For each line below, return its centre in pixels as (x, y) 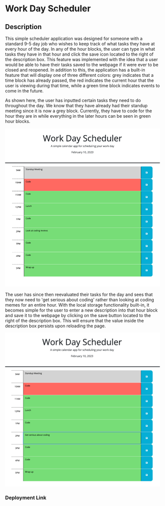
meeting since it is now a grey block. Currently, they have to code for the (79, 111)
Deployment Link (26, 498)
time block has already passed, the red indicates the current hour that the (80, 80)
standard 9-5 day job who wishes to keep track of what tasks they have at (80, 44)
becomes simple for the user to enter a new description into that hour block (82, 310)
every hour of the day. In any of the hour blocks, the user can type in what (80, 49)
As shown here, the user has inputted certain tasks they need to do (73, 100)
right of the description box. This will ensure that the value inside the (74, 321)
